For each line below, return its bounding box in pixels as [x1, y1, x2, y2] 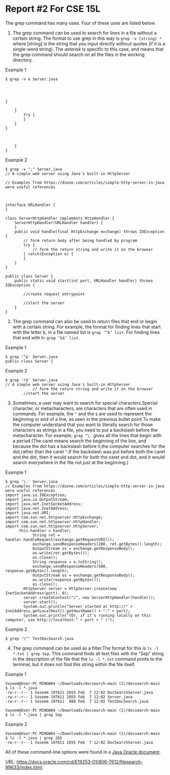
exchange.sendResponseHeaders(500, [32, 564, 108, 569]
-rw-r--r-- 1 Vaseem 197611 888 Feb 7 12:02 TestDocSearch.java [5, 699, 149, 704]
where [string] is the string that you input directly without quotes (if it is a [12, 40, 165, 46]
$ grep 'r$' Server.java [5, 378, 58, 383]
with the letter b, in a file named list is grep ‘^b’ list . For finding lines [12, 329, 160, 335]
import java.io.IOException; [5, 492, 67, 497]
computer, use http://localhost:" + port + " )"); [5, 617, 115, 622]
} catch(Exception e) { [23, 251, 74, 256]
